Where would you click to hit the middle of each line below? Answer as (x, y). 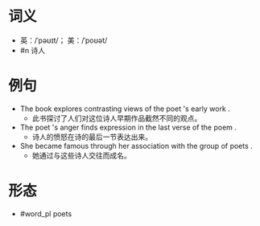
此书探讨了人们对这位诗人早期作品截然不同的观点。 (117, 118)
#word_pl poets (46, 213)
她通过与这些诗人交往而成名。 (81, 155)
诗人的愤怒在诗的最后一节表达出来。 (92, 137)
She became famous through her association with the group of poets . (136, 146)
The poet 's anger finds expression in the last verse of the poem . (128, 127)
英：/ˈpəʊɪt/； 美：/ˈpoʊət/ (64, 40)
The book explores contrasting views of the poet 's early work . (125, 109)
